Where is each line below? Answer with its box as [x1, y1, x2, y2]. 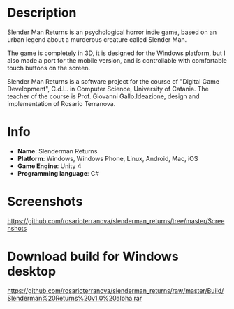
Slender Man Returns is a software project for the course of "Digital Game [7, 77, 220, 85]
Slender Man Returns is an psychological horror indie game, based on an [7, 28, 217, 36]
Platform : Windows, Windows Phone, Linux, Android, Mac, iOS [17, 154, 198, 163]
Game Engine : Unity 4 [17, 162, 82, 170]
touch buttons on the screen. [7, 63, 91, 72]
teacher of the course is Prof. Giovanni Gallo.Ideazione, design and [7, 92, 200, 100]
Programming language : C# [17, 169, 100, 177]
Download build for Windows [7, 249, 180, 264]
